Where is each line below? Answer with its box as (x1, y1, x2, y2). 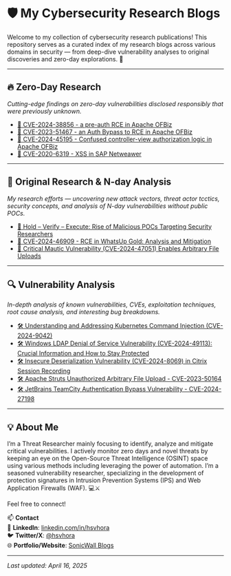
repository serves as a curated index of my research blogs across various (7, 40, 216, 48)
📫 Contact (7, 514, 39, 522)
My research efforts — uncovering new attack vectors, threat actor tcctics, (7, 194, 220, 203)
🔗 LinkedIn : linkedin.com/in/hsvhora (7, 524, 110, 532)
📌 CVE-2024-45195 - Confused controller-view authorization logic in (16, 135, 212, 143)
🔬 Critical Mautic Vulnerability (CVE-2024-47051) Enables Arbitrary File (16, 244, 219, 252)
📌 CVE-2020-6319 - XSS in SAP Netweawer (16, 150, 142, 158)
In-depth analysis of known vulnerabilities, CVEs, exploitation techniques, (7, 300, 217, 309)
